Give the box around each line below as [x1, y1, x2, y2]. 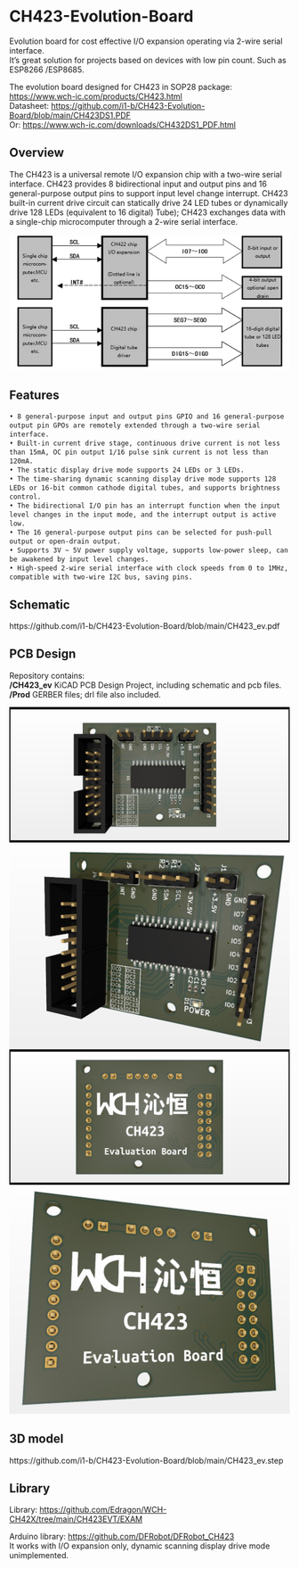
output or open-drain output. [9, 537, 122, 546]
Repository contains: [9, 670, 85, 681]
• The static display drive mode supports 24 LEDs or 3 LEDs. [9, 466, 245, 475]
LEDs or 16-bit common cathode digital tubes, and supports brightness [9, 483, 280, 492]
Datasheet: [9, 100, 50, 111]
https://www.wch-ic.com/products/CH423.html [9, 91, 182, 102]
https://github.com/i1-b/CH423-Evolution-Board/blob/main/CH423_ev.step [9, 1455, 284, 1466]
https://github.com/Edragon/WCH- [39, 1505, 167, 1515]
